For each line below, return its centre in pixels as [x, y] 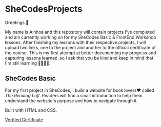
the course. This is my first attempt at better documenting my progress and [80, 53]
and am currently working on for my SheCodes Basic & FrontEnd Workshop [81, 37]
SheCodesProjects [44, 9]
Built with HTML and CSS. [31, 110]
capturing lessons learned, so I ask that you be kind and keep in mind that [79, 58]
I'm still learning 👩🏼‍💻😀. [28, 63]
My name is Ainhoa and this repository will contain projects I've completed [80, 32]
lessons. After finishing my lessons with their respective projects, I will [76, 42]
